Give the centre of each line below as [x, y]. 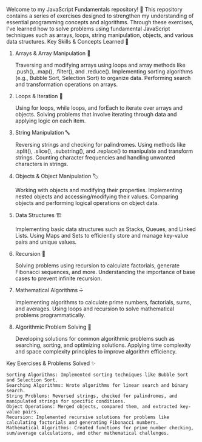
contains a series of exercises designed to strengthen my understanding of [100, 16]
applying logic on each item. [50, 121]
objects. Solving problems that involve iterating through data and [96, 114]
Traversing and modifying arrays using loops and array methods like [100, 65]
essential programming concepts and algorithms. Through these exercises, [100, 22]
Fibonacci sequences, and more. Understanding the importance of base [105, 272]
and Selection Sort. [32, 380]
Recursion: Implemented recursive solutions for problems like [88, 417]
